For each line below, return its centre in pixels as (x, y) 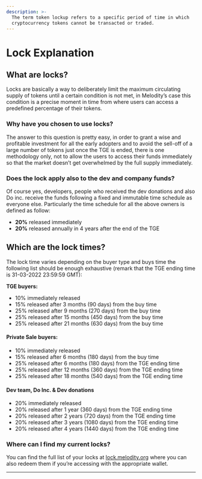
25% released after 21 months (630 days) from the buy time (89, 323)
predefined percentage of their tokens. (54, 108)
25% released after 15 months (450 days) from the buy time (89, 317)
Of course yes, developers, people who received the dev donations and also (101, 191)
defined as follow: (29, 210)
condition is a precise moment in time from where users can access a (92, 102)
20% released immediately (48, 222)
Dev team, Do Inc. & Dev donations (50, 390)
